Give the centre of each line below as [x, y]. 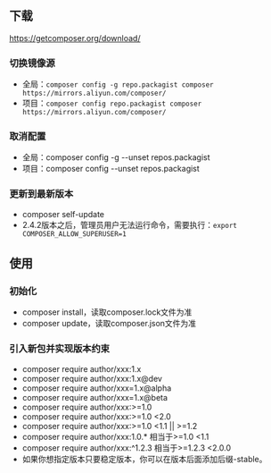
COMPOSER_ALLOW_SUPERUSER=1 [74, 234]
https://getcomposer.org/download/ [75, 38]
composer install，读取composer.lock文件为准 [107, 312]
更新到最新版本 [41, 194]
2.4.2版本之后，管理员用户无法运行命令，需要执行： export [130, 224]
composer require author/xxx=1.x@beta [94, 397]
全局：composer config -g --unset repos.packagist [116, 157]
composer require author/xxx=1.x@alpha [97, 388]
